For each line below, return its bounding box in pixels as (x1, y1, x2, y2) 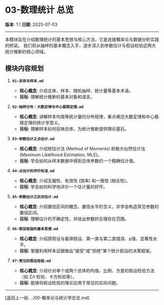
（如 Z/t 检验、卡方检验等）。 (19, 274, 77, 280)
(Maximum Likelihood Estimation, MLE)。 (19, 152, 102, 158)
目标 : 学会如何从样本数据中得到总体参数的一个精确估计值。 (19, 158, 138, 163)
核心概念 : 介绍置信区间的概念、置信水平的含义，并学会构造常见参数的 (19, 203, 159, 209)
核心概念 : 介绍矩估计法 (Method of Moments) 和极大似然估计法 (19, 145, 145, 151)
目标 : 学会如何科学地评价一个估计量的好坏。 (19, 183, 108, 189)
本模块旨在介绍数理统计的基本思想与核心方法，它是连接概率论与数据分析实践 (5, 36, 159, 42)
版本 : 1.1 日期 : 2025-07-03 (5, 21, 58, 27)
